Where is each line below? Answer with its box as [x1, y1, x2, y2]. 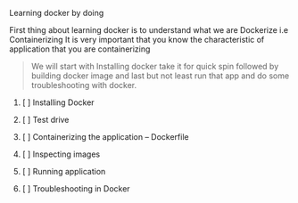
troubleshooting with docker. [30, 80, 137, 90]
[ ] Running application [21, 166, 106, 176]
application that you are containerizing [9, 44, 151, 54]
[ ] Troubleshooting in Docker [21, 183, 131, 194]
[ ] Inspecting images [21, 149, 101, 159]
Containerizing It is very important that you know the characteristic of [9, 35, 265, 45]
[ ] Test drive [21, 115, 70, 125]
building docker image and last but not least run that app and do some [30, 70, 290, 81]
